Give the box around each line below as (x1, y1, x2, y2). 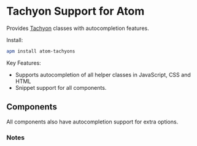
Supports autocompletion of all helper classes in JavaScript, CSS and (15, 71, 191, 78)
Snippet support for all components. (15, 84, 107, 91)
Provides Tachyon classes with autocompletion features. (6, 24, 149, 32)
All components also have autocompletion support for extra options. (6, 118, 179, 125)
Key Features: (6, 59, 41, 67)
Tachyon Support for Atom (6, 4, 145, 18)
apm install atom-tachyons (6, 48, 75, 54)
